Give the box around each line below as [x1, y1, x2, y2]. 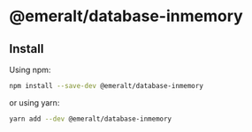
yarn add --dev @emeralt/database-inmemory [9, 114, 172, 123]
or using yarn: [9, 97, 60, 107]
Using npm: [9, 64, 51, 75]
